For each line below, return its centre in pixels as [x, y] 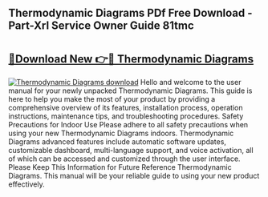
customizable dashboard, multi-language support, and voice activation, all [131, 150]
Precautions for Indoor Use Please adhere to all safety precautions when [128, 125]
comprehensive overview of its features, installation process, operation [126, 108]
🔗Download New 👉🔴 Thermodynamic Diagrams [131, 59]
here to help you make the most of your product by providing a [112, 99]
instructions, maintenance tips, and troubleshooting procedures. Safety [126, 116]
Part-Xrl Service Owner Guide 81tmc [101, 26]
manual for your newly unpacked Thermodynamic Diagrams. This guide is [130, 90]
